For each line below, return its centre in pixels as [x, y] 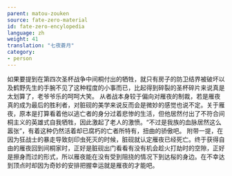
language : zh [26, 33]
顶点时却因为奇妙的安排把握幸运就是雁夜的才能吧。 [86, 165]
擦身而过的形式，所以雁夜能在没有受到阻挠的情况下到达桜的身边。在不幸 [116, 157]
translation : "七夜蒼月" [41, 46]
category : [21, 52]
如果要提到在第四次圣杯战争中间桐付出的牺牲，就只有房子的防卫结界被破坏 [113, 79]
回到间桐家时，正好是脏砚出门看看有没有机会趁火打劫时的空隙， [122, 148]
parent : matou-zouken [38, 13]
